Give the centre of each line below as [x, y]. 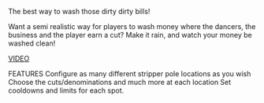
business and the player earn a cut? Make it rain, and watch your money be [130, 35]
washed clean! [32, 43]
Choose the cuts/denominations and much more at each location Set [120, 82]
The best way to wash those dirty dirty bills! [79, 11]
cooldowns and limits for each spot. [66, 90]
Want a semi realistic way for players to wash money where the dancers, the [132, 26]
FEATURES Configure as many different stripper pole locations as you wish [130, 74]
